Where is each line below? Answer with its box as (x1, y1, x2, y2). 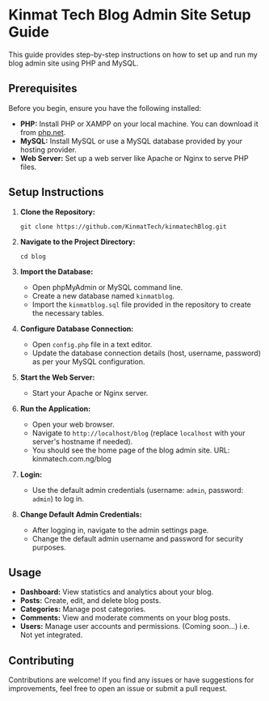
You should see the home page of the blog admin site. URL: (32, 445, 230, 455)
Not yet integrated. (19, 630, 83, 640)
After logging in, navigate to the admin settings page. (32, 525, 209, 535)
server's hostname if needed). (32, 436, 133, 446)
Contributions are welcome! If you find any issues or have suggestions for (8, 675, 254, 685)
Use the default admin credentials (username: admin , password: (32, 485, 244, 495)
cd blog (19, 253, 46, 261)
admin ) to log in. (32, 494, 85, 503)
